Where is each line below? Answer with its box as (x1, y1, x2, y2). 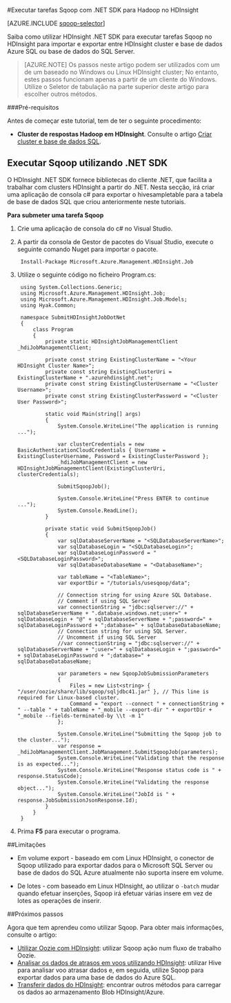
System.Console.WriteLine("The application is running (57, 422, 219, 430)
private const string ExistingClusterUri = (45, 368, 172, 375)
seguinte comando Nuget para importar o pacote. (17, 245, 159, 253)
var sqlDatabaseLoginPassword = (57, 549, 150, 556)
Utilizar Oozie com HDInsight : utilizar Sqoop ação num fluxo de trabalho (17, 944, 222, 952)
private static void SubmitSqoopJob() (45, 525, 157, 532)
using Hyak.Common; (20, 301, 77, 309)
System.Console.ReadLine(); (57, 507, 139, 514)
